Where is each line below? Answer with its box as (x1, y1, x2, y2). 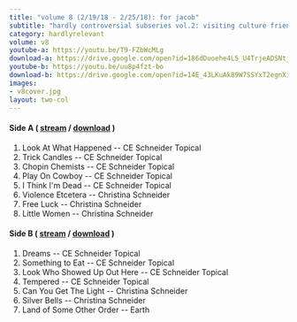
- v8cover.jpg (9, 87, 62, 96)
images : (9, 79, 38, 88)
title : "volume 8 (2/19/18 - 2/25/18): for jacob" (9, 12, 200, 22)
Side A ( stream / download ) (9, 122, 116, 133)
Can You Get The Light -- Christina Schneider (21, 285, 188, 296)
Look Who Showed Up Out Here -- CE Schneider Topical (21, 266, 229, 277)
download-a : (9, 54, 53, 63)
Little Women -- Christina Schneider (21, 208, 154, 218)
